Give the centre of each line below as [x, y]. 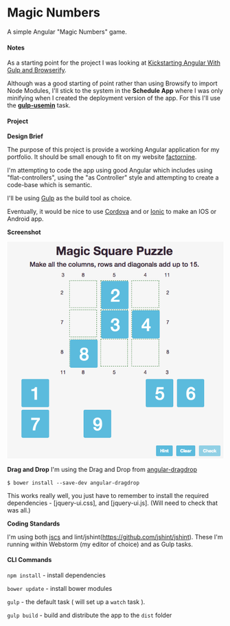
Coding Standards [34, 524]
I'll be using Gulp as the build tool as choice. [70, 198]
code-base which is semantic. [50, 185]
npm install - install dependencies [57, 575]
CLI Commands [30, 560]
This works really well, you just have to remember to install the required [108, 495]
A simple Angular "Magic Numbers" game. [67, 32]
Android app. [25, 219]
